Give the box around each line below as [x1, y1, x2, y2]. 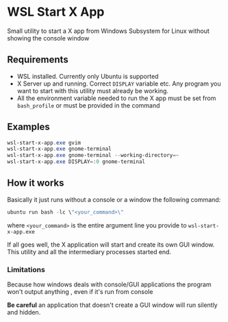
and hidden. [7, 308, 41, 317]
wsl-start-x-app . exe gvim [7, 139, 81, 146]
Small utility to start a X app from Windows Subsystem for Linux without [7, 27, 210, 35]
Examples [7, 121, 50, 133]
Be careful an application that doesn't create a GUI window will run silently [7, 301, 218, 309]
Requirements [7, 54, 68, 66]
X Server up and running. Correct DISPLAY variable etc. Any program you [16, 79, 221, 88]
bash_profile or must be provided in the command [16, 101, 160, 110]
